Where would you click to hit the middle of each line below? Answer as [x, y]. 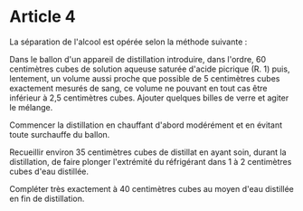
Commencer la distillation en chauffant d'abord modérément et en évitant [146, 125]
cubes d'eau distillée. [49, 171]
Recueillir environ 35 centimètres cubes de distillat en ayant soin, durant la [148, 152]
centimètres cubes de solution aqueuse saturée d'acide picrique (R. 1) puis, [150, 69]
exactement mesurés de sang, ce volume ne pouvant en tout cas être [138, 88]
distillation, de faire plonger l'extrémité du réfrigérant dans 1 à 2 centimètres [151, 161]
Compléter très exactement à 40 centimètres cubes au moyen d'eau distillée [151, 188]
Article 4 [43, 17]
